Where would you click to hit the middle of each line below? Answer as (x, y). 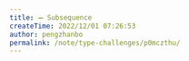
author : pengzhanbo (46, 34)
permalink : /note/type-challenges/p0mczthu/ (95, 43)
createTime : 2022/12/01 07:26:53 (73, 26)
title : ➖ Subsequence (51, 17)
